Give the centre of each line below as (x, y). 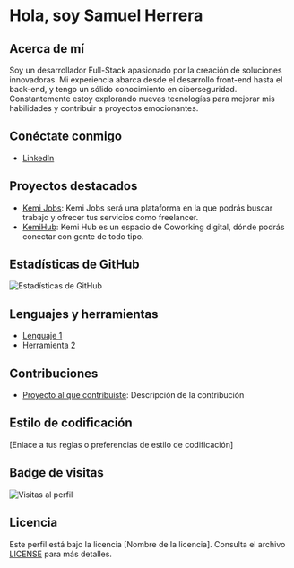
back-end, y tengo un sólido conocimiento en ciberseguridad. (123, 89)
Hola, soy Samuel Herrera (106, 16)
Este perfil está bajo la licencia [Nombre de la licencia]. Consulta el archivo (147, 544)
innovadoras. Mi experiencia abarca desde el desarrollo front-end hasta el (146, 80)
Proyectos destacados (73, 186)
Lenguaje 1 (42, 336)
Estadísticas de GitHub (74, 265)
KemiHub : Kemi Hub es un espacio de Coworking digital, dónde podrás (153, 227)
